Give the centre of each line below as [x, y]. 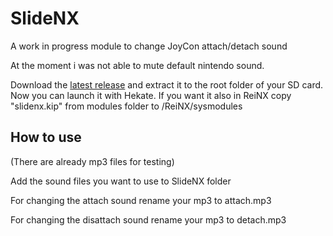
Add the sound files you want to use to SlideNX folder [121, 181]
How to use [46, 137]
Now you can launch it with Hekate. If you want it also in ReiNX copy [151, 95]
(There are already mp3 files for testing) [92, 161]
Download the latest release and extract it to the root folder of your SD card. [167, 84]
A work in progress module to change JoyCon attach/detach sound [149, 46]
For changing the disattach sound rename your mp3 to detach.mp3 [148, 219]
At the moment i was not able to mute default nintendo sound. [137, 65]
